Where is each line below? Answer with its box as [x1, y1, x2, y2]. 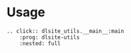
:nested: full [19, 40, 61, 47]
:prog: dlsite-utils [19, 33, 80, 41]
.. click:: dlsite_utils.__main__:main [6, 28, 125, 35]
